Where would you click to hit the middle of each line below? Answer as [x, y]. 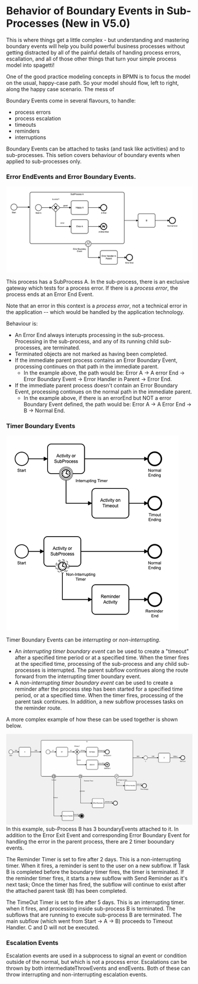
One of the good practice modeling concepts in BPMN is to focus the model [98, 76]
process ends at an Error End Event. [50, 294]
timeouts [25, 124]
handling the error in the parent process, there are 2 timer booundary [90, 841]
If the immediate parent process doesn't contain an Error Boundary [96, 386]
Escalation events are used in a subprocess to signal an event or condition [97, 956]
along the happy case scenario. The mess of [60, 89]
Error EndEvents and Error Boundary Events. [71, 177]
